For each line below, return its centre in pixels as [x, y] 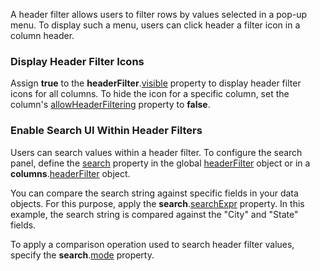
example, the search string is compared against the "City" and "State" [154, 214]
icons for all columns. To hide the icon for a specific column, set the [150, 94]
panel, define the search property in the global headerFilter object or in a [160, 163]
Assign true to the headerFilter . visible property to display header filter [156, 83]
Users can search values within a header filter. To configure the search [156, 152]
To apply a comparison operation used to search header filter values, [152, 244]
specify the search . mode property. [82, 255]
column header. [42, 35]
